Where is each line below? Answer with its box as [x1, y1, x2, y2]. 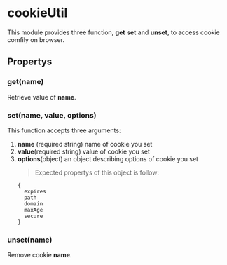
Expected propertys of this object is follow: [34, 168, 160, 177]
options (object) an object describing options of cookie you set [17, 154, 198, 163]
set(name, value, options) [7, 110, 97, 120]
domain [24, 200, 43, 208]
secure [24, 212, 43, 219]
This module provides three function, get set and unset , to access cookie [7, 28, 221, 36]
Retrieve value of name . [7, 93, 76, 101]
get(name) [7, 77, 44, 87]
